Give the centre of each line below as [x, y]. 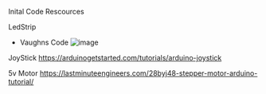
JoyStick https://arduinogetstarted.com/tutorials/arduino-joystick [115, 58]
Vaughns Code [44, 42]
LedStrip [22, 27]
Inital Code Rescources [47, 12]
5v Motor [23, 73]
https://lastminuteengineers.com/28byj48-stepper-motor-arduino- [149, 73]
